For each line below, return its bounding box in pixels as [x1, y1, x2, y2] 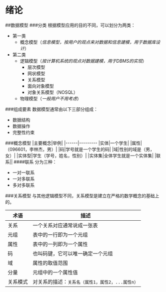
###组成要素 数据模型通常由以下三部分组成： [5, 106, 98, 112]
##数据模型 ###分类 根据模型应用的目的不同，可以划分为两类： [5, 22, 136, 28]
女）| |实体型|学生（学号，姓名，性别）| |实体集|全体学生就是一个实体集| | [5, 153, 156, 159]
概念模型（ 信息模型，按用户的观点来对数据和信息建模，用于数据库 [19, 39, 156, 45]
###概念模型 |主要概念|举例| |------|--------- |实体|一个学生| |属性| [5, 140, 142, 146]
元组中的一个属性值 [32, 269, 78, 276]
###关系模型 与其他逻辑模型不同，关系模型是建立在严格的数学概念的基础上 [5, 193, 159, 199]
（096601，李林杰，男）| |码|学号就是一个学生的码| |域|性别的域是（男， [5, 146, 155, 152]
